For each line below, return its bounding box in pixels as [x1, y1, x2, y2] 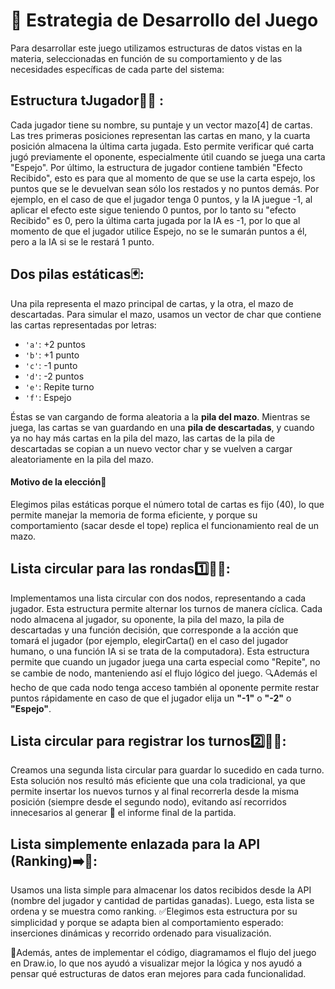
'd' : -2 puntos [24, 370, 85, 382]
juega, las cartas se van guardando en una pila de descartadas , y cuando [10, 421, 315, 433]
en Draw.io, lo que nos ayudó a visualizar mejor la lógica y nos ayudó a [10, 957, 303, 969]
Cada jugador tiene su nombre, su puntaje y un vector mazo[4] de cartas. [10, 119, 313, 131]
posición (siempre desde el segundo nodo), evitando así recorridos [10, 796, 287, 808]
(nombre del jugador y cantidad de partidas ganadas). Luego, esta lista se [10, 895, 315, 907]
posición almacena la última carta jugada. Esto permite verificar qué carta [10, 140, 315, 152]
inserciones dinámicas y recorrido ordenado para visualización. [10, 927, 272, 939]
